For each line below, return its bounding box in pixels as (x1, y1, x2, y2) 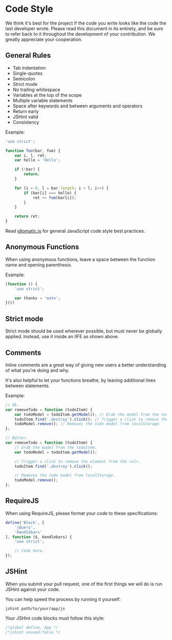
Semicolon (12, 75, 36, 82)
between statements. (5, 382, 50, 389)
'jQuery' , (14, 525, 36, 530)
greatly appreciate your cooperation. (5, 36, 83, 42)
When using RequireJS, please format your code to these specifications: (5, 510, 158, 516)
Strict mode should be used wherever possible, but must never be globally (5, 328, 162, 334)
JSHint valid (12, 114, 38, 120)
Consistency (12, 119, 39, 125)
